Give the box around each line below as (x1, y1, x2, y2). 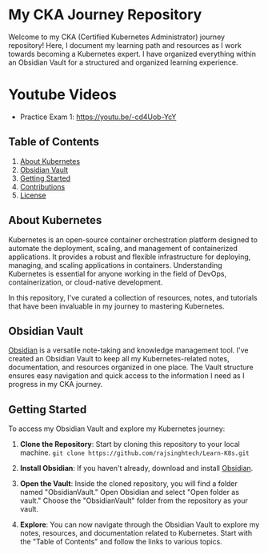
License (19, 190, 46, 200)
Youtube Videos (8, 86, 118, 104)
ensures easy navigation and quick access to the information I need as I (8, 371, 245, 381)
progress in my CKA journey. (8, 380, 103, 389)
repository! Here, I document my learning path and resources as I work (8, 40, 242, 50)
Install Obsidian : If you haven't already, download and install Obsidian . (19, 464, 254, 473)
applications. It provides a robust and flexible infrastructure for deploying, (8, 252, 251, 261)
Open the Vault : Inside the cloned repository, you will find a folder (19, 479, 238, 488)
